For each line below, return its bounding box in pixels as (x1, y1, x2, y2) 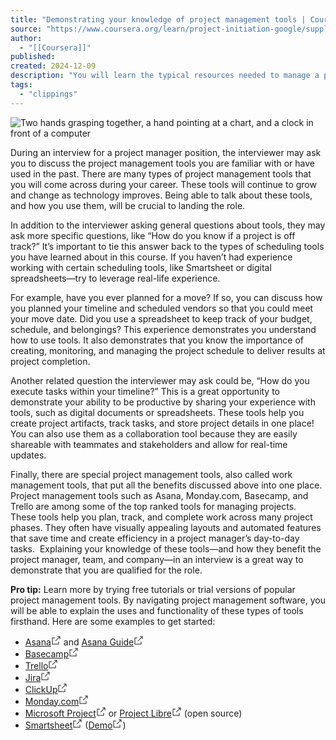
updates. (10, 449, 47, 461)
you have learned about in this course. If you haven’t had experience (10, 251, 293, 263)
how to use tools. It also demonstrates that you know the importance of (10, 334, 304, 346)
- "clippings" (19, 89, 78, 99)
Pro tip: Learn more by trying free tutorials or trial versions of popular (10, 583, 296, 595)
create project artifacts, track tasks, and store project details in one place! (10, 417, 315, 429)
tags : (10, 80, 33, 90)
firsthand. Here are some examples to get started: (10, 615, 216, 627)
